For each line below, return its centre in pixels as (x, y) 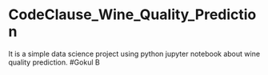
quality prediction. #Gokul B (54, 62)
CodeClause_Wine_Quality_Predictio (132, 15)
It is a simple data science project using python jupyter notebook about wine (134, 53)
